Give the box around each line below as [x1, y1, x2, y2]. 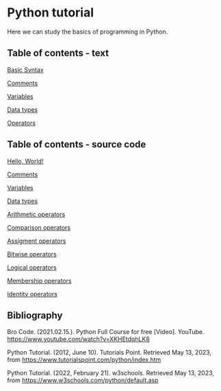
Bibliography [7, 309, 63, 321]
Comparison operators [7, 223, 71, 231]
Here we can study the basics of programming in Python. [7, 27, 168, 36]
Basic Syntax [7, 65, 44, 73]
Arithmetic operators [7, 210, 66, 218]
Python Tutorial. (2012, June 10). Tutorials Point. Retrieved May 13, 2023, [7, 348, 212, 357]
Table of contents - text [7, 47, 109, 59]
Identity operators [7, 289, 58, 298]
